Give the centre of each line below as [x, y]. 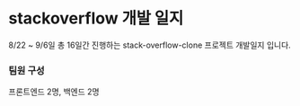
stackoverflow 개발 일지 [96, 18]
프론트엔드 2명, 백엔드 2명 [54, 92]
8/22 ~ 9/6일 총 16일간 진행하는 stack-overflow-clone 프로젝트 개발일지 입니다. [150, 45]
